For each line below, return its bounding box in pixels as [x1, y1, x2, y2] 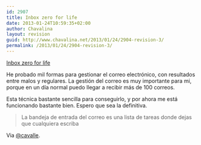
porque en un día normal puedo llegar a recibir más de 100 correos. [6, 83, 175, 91]
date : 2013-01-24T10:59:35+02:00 [6, 20, 91, 26]
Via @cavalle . [6, 131, 41, 139]
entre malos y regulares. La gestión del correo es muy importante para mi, [6, 77, 192, 85]
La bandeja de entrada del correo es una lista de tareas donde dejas [21, 113, 192, 121]
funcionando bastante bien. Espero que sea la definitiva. [6, 101, 148, 109]
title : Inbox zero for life [6, 14, 78, 21]
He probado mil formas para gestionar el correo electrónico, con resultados [6, 71, 196, 78]
